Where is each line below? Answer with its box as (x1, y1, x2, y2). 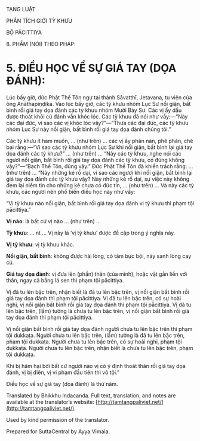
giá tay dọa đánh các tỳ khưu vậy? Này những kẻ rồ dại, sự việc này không (6, 175, 190, 183)
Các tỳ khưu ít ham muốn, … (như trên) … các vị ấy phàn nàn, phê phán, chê (6, 137, 193, 144)
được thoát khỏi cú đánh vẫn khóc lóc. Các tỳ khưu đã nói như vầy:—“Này (6, 112, 188, 120)
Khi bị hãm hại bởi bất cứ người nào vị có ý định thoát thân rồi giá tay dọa (6, 362, 186, 369)
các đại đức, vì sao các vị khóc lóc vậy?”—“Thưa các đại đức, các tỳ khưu (6, 119, 189, 126)
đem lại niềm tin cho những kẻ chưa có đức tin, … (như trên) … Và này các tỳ (6, 181, 194, 188)
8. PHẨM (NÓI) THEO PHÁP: (6, 41, 76, 47)
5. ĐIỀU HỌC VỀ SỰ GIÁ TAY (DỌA (6, 62, 177, 75)
